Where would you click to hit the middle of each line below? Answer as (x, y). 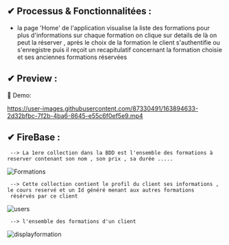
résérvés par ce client (44, 196)
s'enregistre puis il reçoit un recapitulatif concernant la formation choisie (120, 49)
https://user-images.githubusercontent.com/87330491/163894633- (103, 108)
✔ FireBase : (34, 138)
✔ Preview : (32, 79)
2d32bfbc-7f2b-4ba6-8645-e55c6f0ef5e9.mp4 (75, 115)
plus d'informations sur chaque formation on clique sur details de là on (117, 35)
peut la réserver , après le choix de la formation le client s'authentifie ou (119, 42)
